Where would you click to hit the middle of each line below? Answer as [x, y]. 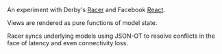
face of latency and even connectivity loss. [68, 43]
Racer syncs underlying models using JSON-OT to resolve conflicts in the [111, 36]
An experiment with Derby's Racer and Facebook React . [86, 10]
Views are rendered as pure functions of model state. [82, 23]
